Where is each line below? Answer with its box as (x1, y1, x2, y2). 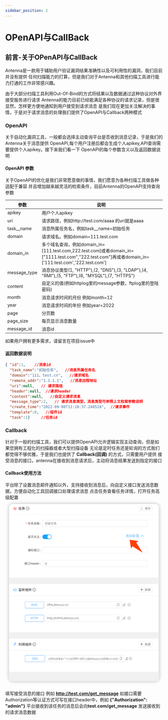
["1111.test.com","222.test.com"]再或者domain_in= (41, 254, 149, 260)
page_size (7, 318, 28, 324)
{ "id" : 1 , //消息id (5, 362, 51, 367)
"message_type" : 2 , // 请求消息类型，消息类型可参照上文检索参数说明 (9, 399, 143, 404)
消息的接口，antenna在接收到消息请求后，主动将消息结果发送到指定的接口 (9, 458, 162, 464)
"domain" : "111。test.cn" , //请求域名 (9, 373, 89, 378)
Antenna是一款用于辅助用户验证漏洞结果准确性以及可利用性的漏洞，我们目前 (5, 67, 162, 73)
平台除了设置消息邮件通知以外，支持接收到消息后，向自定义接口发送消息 (5, 482, 154, 488)
